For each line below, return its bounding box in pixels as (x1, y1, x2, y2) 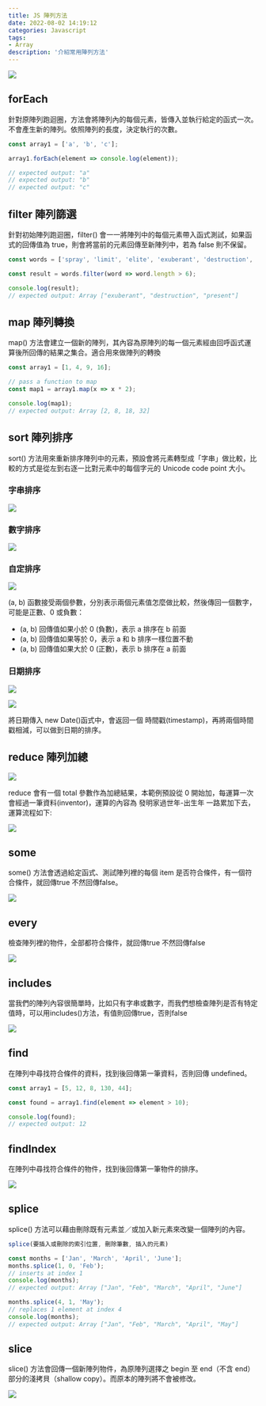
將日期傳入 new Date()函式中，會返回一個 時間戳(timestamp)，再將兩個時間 (8, 715, 254, 724)
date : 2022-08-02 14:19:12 (8, 19, 97, 27)
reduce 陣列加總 (8, 750, 89, 764)
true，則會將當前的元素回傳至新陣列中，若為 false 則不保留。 (51, 240, 251, 249)
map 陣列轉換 (8, 315, 75, 329)
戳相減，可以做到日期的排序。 (8, 725, 105, 735)
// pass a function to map (8, 378, 97, 386)
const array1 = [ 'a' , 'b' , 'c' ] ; (8, 140, 119, 148)
